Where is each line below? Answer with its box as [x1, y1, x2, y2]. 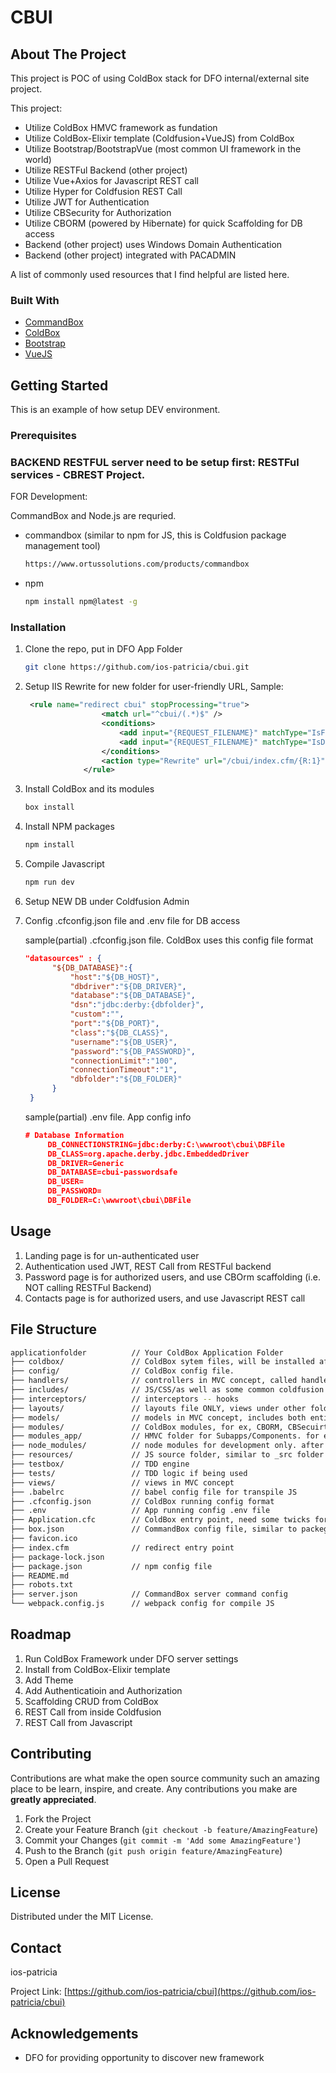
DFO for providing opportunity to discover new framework [24, 2052, 265, 2064]
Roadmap [10, 1626, 72, 1643]
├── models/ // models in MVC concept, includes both [10, 1412, 307, 1423]
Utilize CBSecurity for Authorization [24, 207, 172, 218]
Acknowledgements [10, 2025, 139, 2042]
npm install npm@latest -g [24, 597, 138, 607]
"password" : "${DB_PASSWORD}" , [69, 1046, 196, 1056]
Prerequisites [10, 429, 77, 443]
